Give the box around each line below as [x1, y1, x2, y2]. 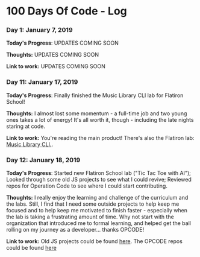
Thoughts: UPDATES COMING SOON [6, 51, 99, 59]
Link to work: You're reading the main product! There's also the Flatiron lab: [6, 134, 195, 141]
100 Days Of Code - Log [6, 4, 128, 18]
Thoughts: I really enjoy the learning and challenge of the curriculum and [6, 194, 189, 201]
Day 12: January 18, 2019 [6, 156, 81, 164]
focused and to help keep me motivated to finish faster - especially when [6, 207, 188, 214]
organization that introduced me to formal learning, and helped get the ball [6, 220, 192, 227]
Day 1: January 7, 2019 [6, 26, 73, 34]
